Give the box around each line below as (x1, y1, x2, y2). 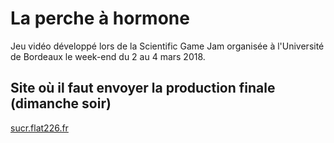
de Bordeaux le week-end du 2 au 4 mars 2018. (10, 50, 206, 62)
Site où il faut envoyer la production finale (10, 80, 276, 97)
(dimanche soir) (10, 95, 112, 112)
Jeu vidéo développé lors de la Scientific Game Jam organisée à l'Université (10, 40, 325, 52)
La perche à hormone (10, 7, 190, 30)
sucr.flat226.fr (10, 122, 69, 134)
